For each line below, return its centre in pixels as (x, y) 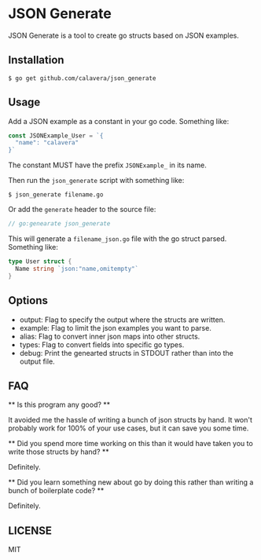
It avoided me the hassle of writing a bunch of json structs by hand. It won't (130, 420)
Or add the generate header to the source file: (82, 210)
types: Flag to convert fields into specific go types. (102, 344)
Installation (36, 60)
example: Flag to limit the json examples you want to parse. (116, 328)
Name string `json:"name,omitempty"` (77, 269)
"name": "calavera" (47, 143)
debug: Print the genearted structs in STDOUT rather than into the (126, 353)
